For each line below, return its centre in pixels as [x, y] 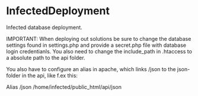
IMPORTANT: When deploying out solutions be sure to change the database [99, 39]
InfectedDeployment [58, 11]
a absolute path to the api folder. [46, 57]
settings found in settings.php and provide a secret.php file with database [96, 45]
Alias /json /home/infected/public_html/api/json [64, 87]
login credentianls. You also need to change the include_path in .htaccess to [99, 51]
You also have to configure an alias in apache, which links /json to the [91, 69]
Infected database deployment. [44, 27]
